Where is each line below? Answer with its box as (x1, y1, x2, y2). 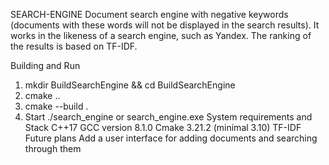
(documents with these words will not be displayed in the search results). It (10, 19, 320, 31)
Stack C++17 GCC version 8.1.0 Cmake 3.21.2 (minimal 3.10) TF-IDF (24, 122, 302, 133)
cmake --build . (24, 100, 89, 112)
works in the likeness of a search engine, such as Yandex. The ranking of (10, 30, 312, 41)
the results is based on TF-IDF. (10, 40, 138, 52)
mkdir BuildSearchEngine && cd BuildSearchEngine (24, 79, 236, 91)
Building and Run (10, 60, 81, 71)
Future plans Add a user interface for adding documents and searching (24, 132, 318, 144)
